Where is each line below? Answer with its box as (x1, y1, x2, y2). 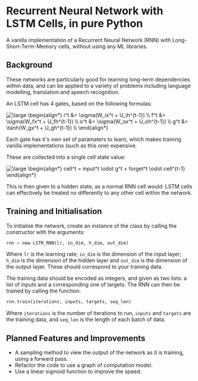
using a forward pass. (14, 355, 68, 363)
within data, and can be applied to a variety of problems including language (6, 82, 191, 89)
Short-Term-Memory (6, 43, 57, 50)
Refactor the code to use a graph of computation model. (14, 361, 153, 369)
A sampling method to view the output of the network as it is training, (14, 349, 184, 356)
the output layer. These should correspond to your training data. (6, 263, 163, 270)
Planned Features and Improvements (6, 333, 146, 343)
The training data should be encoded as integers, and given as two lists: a (6, 275, 187, 282)
